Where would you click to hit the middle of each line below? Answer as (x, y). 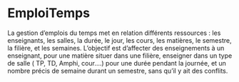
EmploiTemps (49, 13)
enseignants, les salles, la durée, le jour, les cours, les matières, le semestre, (119, 40)
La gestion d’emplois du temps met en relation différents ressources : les (114, 33)
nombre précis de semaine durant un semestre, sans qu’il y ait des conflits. (118, 71)
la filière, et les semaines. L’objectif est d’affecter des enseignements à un (116, 48)
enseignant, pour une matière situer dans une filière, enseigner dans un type (120, 56)
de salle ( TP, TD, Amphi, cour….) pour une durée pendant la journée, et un (117, 63)
